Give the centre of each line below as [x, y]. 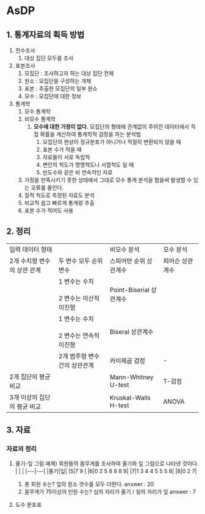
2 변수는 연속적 [79, 335]
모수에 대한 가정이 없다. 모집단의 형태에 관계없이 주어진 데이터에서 [111, 127]
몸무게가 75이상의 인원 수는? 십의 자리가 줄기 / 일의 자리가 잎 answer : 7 [110, 491]
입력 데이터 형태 [31, 249]
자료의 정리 [22, 449]
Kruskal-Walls [130, 398]
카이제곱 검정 [127, 360]
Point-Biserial [129, 290]
